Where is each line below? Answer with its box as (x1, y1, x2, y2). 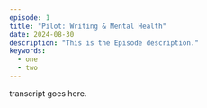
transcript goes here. (9, 87, 87, 99)
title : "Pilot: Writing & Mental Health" (9, 22, 167, 31)
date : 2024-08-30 (9, 30, 75, 39)
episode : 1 (9, 13, 50, 22)
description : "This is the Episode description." (9, 38, 200, 48)
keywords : (9, 47, 47, 56)
